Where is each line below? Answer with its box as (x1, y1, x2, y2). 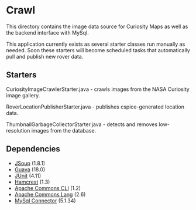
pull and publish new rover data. (6, 53, 84, 60)
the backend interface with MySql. (6, 29, 89, 36)
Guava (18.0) (14, 165, 46, 173)
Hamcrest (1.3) (14, 178, 50, 185)
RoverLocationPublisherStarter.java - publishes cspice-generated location (6, 103, 184, 110)
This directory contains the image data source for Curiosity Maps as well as (6, 23, 188, 30)
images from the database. (31, 127, 97, 134)
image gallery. (6, 92, 40, 99)
